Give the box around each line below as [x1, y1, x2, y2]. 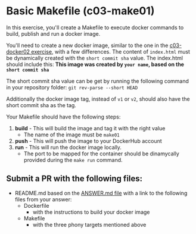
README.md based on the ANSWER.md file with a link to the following [14, 189, 188, 196]
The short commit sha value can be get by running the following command [6, 77, 189, 85]
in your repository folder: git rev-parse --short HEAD [6, 83, 138, 91]
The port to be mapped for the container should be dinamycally [23, 150, 180, 157]
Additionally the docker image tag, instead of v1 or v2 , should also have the [6, 95, 191, 102]
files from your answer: [14, 195, 72, 203]
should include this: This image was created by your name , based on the [6, 61, 185, 68]
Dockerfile [23, 202, 49, 209]
